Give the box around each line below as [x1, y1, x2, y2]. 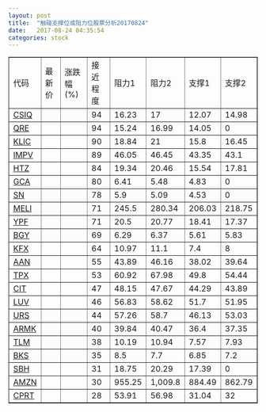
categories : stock [8, 33, 69, 42]
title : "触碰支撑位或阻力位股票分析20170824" [8, 19, 149, 27]
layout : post [8, 11, 51, 20]
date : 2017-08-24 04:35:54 [8, 26, 104, 34]
